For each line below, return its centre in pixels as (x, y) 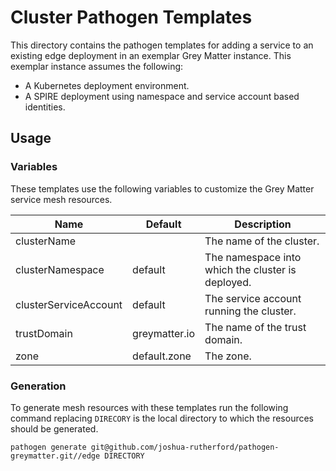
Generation (38, 386)
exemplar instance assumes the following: (97, 66)
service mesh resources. (61, 199)
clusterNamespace (60, 269)
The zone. (228, 356)
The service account (253, 298)
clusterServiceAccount (69, 304)
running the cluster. (250, 311)
